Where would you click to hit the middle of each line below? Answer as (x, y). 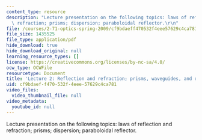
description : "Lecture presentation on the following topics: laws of (96, 17)
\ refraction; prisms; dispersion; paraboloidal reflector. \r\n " (95, 23)
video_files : (23, 90)
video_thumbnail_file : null (47, 96)
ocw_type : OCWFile (29, 68)
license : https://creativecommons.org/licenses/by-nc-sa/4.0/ (86, 62)
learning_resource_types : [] (43, 56)
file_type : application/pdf (41, 40)
